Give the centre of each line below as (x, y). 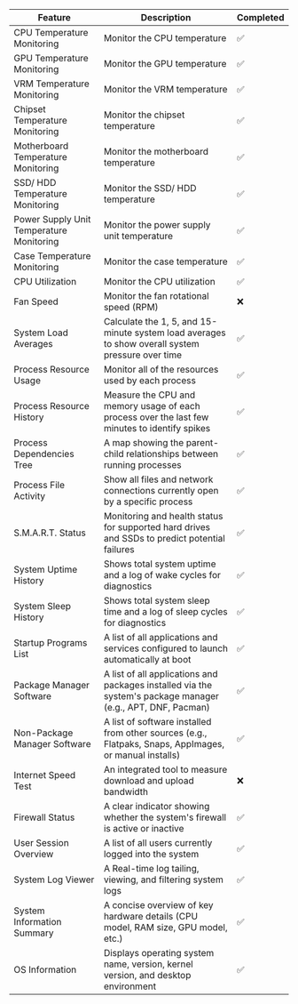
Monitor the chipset (144, 115)
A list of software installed (157, 722)
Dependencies (44, 454)
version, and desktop (147, 975)
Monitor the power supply (157, 225)
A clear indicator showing (157, 806)
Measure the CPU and (149, 395)
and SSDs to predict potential (165, 538)
